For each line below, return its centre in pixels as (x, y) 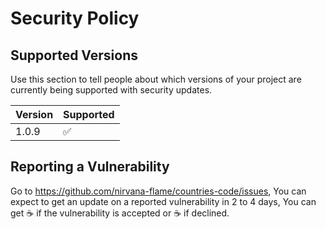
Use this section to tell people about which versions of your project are (156, 79)
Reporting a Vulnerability (90, 167)
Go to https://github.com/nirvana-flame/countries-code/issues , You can (158, 191)
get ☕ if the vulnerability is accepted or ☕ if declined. (120, 213)
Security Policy (75, 18)
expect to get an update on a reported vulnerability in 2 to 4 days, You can (163, 201)
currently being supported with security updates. (111, 90)
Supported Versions (74, 55)
